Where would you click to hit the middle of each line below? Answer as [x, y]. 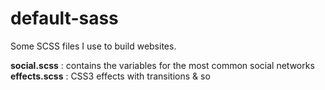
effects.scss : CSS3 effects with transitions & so [110, 76]
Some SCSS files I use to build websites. [93, 46]
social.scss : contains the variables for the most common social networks [162, 65]
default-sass [64, 18]
